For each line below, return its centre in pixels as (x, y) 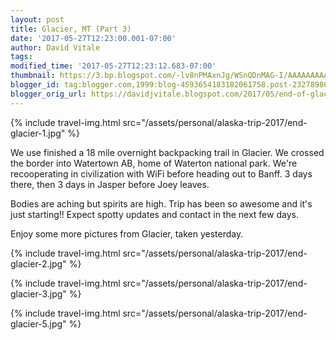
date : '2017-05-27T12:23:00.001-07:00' (93, 38)
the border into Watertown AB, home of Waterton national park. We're (154, 163)
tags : (21, 57)
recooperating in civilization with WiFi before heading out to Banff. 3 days (161, 173)
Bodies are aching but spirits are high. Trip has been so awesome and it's (161, 203)
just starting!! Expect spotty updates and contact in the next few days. (154, 214)
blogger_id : (35, 85)
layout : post (37, 19)
